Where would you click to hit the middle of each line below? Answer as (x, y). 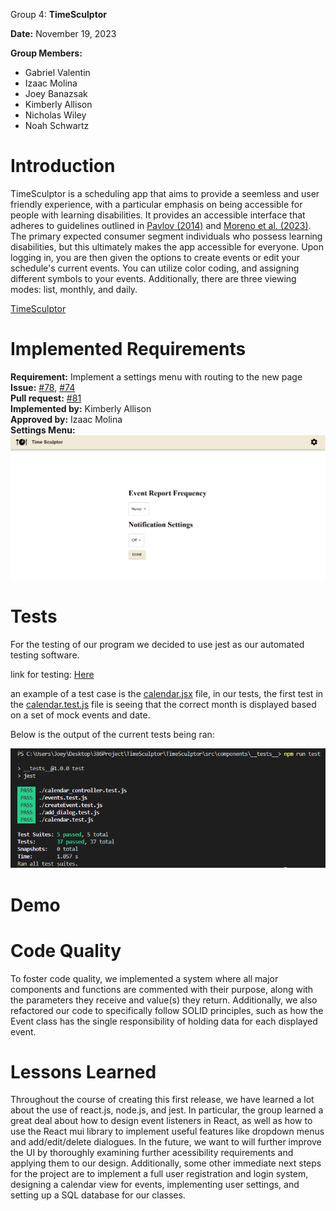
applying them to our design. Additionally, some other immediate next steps (166, 1163)
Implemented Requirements (128, 349)
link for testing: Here (52, 674)
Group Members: (46, 53)
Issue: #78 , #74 (43, 387)
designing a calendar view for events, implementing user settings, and (155, 1185)
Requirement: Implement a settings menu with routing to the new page (156, 376)
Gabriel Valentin (57, 72)
